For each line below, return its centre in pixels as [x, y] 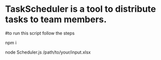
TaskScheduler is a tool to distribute [81, 9]
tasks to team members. [56, 19]
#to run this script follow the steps [40, 33]
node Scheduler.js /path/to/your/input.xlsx [48, 52]
